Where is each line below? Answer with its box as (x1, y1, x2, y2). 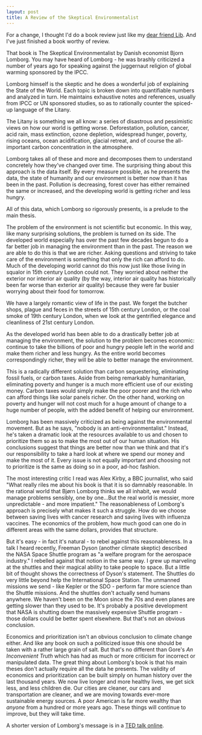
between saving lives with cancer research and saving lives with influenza (6, 513, 191, 520)
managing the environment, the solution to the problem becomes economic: (6, 337, 195, 344)
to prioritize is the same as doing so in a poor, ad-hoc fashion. (6, 463, 160, 470)
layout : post (6, 8, 39, 15)
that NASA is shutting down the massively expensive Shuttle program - (6, 608, 183, 615)
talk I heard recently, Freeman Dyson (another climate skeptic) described (6, 544, 188, 551)
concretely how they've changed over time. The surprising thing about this (6, 161, 192, 169)
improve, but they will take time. (6, 710, 86, 717)
